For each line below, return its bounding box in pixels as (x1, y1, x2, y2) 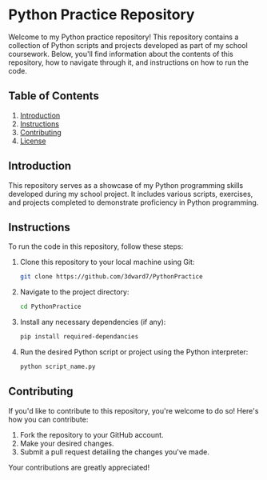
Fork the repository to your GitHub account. (19, 430, 164, 439)
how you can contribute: (8, 414, 89, 424)
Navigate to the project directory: (19, 287, 130, 297)
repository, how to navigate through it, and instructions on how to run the (8, 58, 249, 67)
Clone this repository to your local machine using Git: (19, 258, 195, 267)
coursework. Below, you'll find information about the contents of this (8, 49, 233, 58)
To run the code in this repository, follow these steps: (8, 242, 184, 251)
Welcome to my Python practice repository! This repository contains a (8, 32, 239, 42)
